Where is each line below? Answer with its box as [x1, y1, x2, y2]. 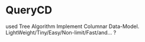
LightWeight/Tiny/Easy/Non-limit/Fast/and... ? [5, 29, 117, 36]
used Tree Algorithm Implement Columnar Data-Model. [5, 23, 140, 30]
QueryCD [5, 3, 53, 17]
